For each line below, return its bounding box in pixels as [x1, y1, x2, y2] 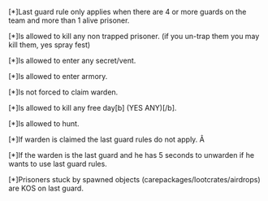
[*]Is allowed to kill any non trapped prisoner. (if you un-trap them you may [8, 32, 260, 41]
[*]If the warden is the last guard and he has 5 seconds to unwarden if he [8, 151, 254, 159]
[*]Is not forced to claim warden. [8, 87, 119, 97]
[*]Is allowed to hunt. [8, 119, 80, 129]
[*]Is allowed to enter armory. [8, 72, 108, 81]
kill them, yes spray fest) [8, 40, 91, 50]
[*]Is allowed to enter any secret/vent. [8, 56, 136, 65]
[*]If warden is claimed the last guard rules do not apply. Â [8, 134, 205, 144]
